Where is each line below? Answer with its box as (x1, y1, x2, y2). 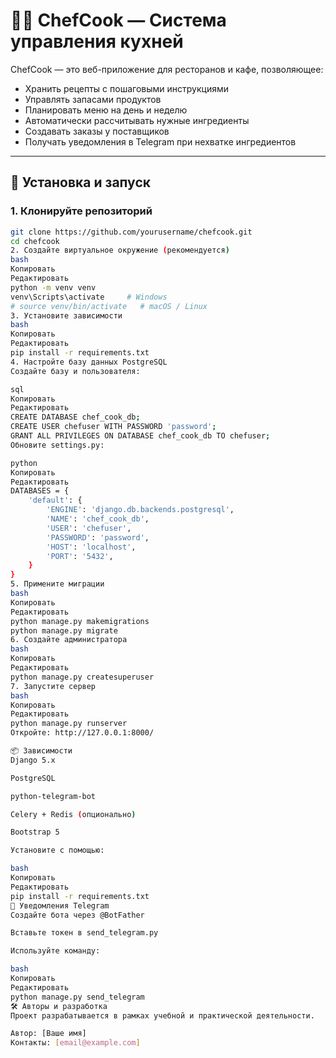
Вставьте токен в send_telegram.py (10, 928, 159, 938)
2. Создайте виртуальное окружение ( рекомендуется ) (10, 245, 230, 256)
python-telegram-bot (10, 791, 97, 801)
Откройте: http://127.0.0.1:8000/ (10, 728, 155, 738)
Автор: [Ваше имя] (10, 1029, 87, 1039)
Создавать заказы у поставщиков (24, 125, 170, 137)
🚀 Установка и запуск (10, 174, 151, 191)
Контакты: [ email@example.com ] (10, 1038, 141, 1048)
